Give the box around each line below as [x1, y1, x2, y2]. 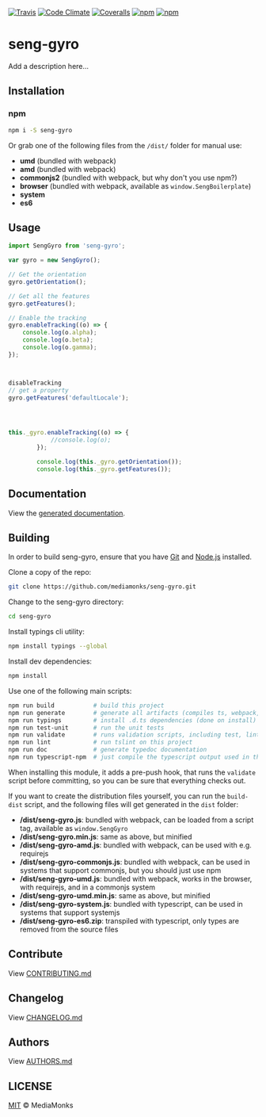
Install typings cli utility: [8, 627, 85, 637]
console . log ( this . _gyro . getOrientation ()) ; [36, 458, 182, 466]
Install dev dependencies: [8, 656, 93, 666]
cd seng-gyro [8, 613, 51, 621]
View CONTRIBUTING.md [8, 968, 92, 978]
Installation [8, 84, 65, 98]
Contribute [8, 947, 63, 961]
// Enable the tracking [8, 314, 87, 322]
